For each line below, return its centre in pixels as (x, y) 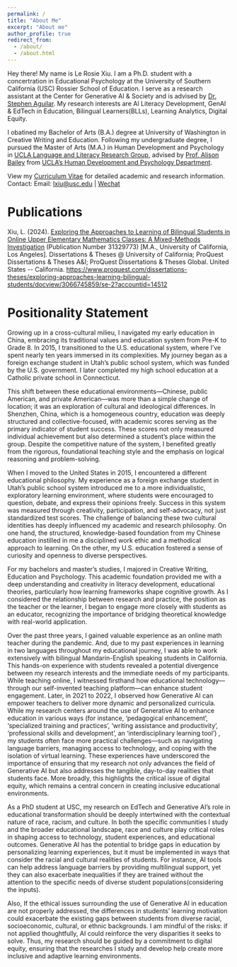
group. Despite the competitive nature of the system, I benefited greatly (112, 444)
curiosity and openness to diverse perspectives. (77, 555)
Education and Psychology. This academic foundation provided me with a (114, 577)
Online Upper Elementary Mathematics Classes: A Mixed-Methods (104, 239)
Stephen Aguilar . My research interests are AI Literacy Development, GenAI (117, 103)
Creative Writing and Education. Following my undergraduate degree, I (110, 139)
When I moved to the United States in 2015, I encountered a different (107, 473)
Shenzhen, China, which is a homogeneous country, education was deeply (116, 414)
